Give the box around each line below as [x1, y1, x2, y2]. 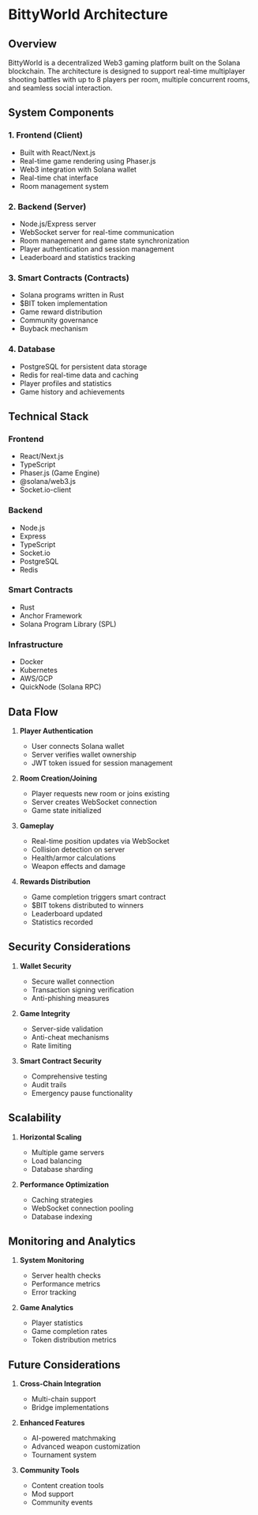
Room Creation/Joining [19, 773, 97, 783]
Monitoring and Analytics [8, 1234, 136, 1248]
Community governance [19, 315, 99, 325]
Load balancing [31, 1156, 82, 1166]
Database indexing [31, 1211, 93, 1221]
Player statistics [31, 1318, 84, 1328]
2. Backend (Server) [8, 201, 87, 212]
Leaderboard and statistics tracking [19, 252, 136, 262]
